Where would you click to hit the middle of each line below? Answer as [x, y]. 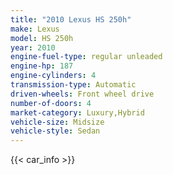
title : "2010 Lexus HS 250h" [71, 19]
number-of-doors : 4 [51, 103]
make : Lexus [35, 29]
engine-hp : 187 [42, 66]
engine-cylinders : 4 [53, 76]
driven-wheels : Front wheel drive [82, 94]
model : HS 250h [42, 38]
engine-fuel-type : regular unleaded [86, 57]
